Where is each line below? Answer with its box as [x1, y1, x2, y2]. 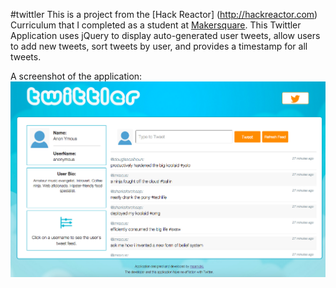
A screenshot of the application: [10, 70, 143, 82]
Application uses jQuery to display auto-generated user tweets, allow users [10, 30, 321, 41]
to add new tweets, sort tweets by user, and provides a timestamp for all [10, 40, 308, 52]
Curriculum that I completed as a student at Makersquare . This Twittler [10, 19, 302, 31]
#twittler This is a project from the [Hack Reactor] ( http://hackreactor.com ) [10, 9, 318, 20]
